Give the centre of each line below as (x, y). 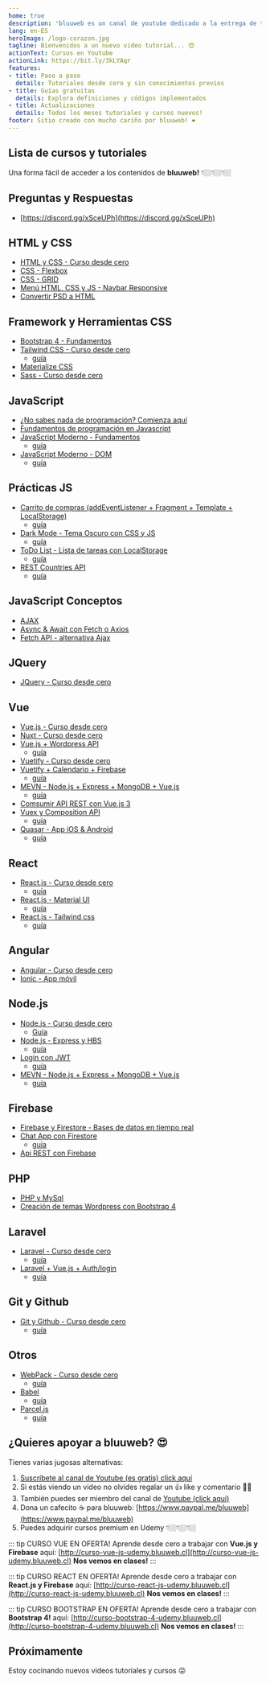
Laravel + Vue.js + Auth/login (68, 1269)
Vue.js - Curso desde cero (63, 727)
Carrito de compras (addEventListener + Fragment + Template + (126, 507)
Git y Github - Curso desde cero (73, 1321)
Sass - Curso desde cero (61, 376)
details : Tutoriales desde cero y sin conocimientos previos (120, 83)
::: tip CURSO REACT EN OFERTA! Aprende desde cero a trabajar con (123, 1576)
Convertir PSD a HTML (57, 296)
